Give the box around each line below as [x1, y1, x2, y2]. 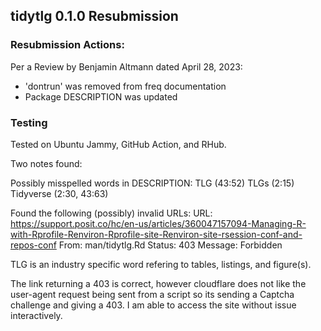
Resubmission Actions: [10, 38, 125, 52]
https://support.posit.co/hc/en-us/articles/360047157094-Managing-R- [10, 217, 307, 229]
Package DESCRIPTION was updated [24, 90, 178, 103]
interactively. [10, 309, 63, 321]
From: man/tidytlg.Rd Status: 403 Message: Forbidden [58, 239, 283, 251]
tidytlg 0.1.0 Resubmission [10, 8, 179, 25]
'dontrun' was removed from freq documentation [24, 80, 227, 92]
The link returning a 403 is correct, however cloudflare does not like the [10, 277, 307, 289]
